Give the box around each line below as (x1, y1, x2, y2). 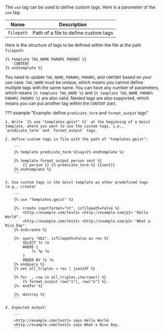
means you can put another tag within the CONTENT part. (5, 101, 117, 106)
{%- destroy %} (14, 292, 45, 297)
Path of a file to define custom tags (32, 30, 113, 36)
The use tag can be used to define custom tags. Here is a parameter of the (5, 4, 156, 10)
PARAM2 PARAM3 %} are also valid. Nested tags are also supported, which (5, 95, 149, 101)
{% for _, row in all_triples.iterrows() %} (14, 275, 107, 280)
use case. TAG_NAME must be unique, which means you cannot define (5, 79, 143, 85)
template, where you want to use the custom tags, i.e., (5, 124, 124, 129)
